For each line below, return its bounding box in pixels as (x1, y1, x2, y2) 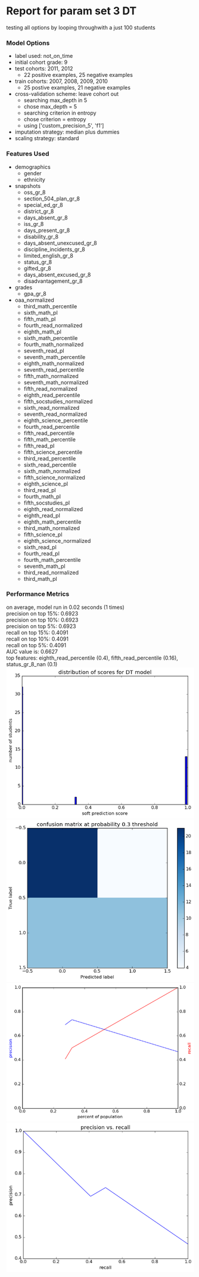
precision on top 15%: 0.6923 (6, 610, 79, 617)
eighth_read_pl (23, 512, 61, 519)
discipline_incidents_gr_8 (23, 246, 85, 253)
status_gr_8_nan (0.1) (6, 660, 58, 667)
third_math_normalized (23, 524, 80, 531)
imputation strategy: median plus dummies (14, 128, 120, 135)
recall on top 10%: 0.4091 (6, 635, 69, 642)
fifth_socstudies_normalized (23, 398, 93, 405)
